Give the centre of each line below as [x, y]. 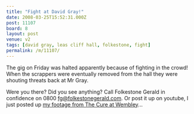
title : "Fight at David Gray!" [45, 12]
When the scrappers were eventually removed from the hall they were [92, 74]
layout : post [22, 34]
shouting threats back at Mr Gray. [47, 80]
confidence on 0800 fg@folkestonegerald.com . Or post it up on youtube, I [97, 98]
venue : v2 [19, 39]
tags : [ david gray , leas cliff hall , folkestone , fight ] [78, 45]
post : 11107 [21, 23]
